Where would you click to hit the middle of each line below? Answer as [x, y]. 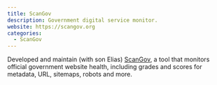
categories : [24, 33]
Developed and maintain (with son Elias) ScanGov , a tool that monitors [108, 59]
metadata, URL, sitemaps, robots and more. [70, 75]
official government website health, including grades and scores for [105, 67]
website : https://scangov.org [51, 26]
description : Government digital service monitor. [83, 20]
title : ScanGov [29, 14]
